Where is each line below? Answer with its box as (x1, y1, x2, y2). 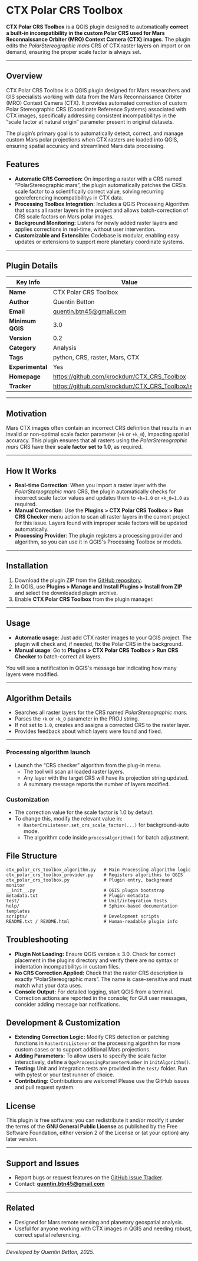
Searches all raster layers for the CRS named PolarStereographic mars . (14, 709, 188, 716)
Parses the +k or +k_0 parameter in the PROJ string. (14, 715, 140, 722)
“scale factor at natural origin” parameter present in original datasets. (6, 118, 174, 125)
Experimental (9, 363, 48, 371)
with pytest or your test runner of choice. (14, 1071, 115, 1078)
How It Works (6, 466, 57, 476)
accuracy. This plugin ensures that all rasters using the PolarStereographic (6, 437, 187, 444)
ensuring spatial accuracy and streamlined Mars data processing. (6, 142, 165, 149)
